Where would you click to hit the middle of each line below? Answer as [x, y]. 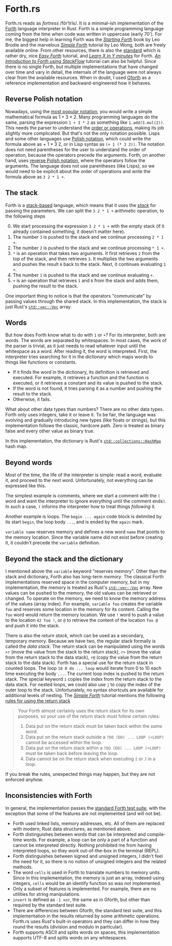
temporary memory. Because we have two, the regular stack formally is [81, 641]
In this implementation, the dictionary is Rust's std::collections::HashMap [83, 441]
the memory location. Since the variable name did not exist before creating [84, 537]
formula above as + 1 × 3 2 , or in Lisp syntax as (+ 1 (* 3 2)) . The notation [85, 144]
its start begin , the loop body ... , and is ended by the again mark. [75, 522]
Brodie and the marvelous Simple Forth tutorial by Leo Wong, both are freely [86, 45]
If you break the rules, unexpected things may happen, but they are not [80, 774]
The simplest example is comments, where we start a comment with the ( [83, 496]
